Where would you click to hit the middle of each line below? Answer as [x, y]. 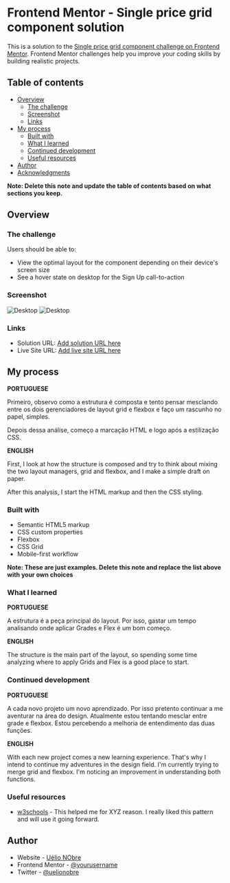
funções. [20, 730]
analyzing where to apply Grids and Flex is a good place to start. [98, 662]
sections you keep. [35, 193]
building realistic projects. [44, 61]
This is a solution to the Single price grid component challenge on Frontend [113, 46]
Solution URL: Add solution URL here [69, 343]
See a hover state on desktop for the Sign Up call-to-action [101, 278]
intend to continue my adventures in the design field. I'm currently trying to [113, 764]
